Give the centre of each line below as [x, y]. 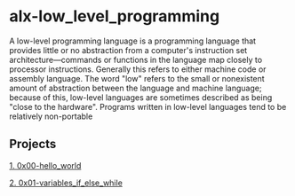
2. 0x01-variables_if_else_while [66, 183]
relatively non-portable [51, 116]
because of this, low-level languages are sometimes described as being [141, 97]
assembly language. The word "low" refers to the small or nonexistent [137, 78]
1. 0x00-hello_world [45, 165]
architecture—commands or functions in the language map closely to [136, 59]
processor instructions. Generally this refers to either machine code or [138, 69]
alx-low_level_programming [115, 16]
